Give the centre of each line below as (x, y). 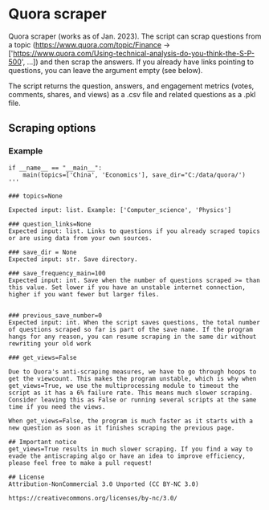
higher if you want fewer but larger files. (84, 294)
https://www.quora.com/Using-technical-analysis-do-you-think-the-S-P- (134, 53)
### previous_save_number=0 (55, 315)
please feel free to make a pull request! (80, 463)
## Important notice (43, 442)
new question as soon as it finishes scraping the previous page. (122, 428)
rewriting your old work (50, 343)
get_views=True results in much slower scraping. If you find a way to (130, 449)
